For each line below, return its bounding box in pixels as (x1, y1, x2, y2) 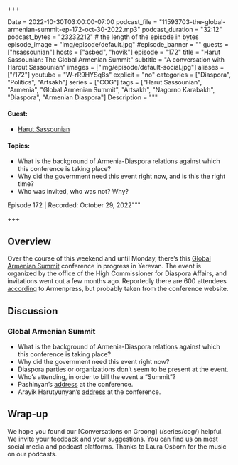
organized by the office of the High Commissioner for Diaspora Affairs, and (7, 269, 227, 278)
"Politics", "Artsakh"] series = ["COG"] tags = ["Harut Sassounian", (7, 78, 202, 86)
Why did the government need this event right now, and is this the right (17, 172, 226, 181)
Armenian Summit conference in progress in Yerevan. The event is (7, 262, 201, 270)
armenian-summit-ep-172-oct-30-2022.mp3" (7, 26, 141, 33)
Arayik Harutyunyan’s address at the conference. (17, 388, 161, 396)
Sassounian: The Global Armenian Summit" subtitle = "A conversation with (7, 55, 225, 64)
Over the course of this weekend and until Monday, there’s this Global (7, 254, 211, 263)
